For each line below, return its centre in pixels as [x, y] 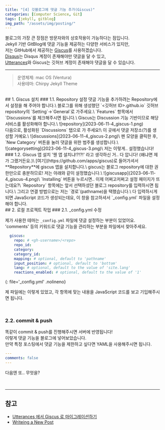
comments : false [22, 358]
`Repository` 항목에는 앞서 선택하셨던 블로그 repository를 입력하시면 [88, 185]
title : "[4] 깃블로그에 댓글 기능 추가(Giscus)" [50, 10]
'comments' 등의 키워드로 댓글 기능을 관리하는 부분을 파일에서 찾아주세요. [76, 227]
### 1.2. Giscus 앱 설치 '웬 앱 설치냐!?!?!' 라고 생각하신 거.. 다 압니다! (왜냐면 [79, 155]
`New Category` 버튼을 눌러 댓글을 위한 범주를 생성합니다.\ [62, 143]
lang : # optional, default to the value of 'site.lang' [72, 268]
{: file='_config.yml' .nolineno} [36, 282]
